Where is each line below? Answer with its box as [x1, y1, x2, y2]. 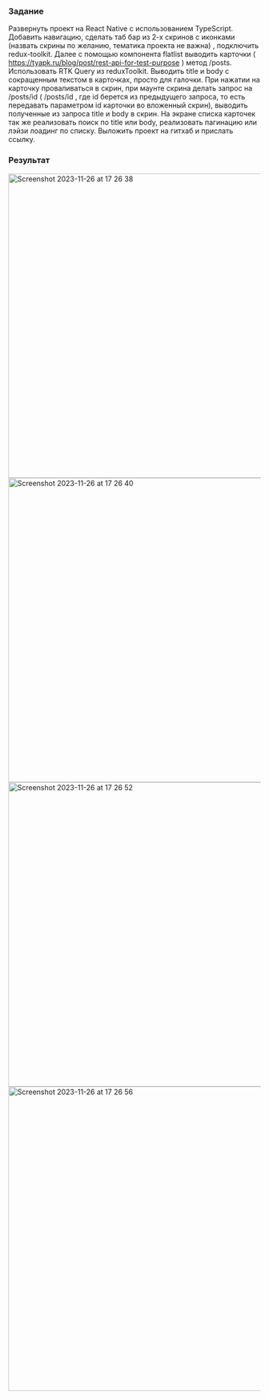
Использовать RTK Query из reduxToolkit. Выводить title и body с [8, 67, 230, 76]
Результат [8, 155, 50, 166]
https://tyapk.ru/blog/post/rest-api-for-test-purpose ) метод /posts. [8, 58, 232, 67]
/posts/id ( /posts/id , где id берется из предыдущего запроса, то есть [8, 92, 246, 102]
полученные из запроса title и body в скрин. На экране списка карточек [8, 109, 256, 119]
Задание [8, 6, 44, 17]
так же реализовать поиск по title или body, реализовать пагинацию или [8, 118, 258, 128]
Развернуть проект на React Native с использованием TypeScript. [8, 24, 234, 34]
